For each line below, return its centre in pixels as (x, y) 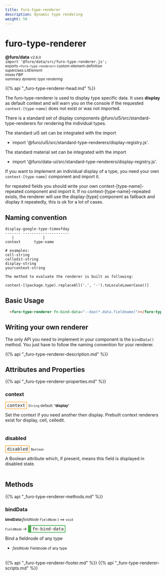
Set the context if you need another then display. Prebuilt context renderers (82, 415)
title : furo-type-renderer (33, 10)
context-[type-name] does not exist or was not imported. (63, 108)
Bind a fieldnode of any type (34, 538)
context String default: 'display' (38, 405)
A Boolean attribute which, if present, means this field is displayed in (75, 459)
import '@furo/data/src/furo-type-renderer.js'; (56, 62)
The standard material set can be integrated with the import (66, 152)
